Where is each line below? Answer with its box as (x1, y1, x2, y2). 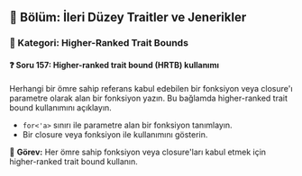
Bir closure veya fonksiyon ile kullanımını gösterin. (22, 128, 208, 140)
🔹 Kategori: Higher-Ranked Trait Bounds (9, 37, 189, 49)
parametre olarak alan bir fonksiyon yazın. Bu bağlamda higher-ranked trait (9, 92, 288, 103)
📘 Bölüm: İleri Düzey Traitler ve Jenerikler (9, 10, 247, 25)
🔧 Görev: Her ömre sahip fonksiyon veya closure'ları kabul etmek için (9, 146, 267, 157)
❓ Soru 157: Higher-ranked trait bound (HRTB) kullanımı (9, 59, 219, 70)
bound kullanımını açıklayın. (9, 101, 113, 113)
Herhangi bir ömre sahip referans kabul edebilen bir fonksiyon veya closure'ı (9, 83, 293, 93)
